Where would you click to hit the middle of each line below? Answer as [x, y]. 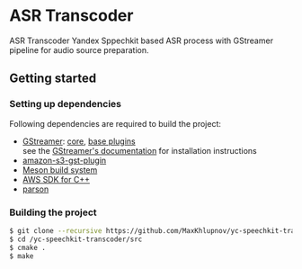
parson [36, 189]
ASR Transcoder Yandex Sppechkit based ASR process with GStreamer [142, 40]
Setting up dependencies [65, 104]
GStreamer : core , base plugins [79, 141]
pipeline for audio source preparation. [80, 49]
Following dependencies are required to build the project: [115, 123]
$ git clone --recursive [56, 230]
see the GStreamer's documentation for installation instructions [140, 150]
